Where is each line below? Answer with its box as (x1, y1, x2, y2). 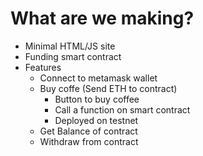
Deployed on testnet (54, 114, 139, 126)
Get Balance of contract (39, 125, 138, 137)
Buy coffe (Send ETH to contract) (39, 82, 178, 94)
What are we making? (10, 7, 195, 30)
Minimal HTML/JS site (24, 40, 116, 52)
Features (24, 61, 62, 73)
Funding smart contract (24, 50, 122, 62)
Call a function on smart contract (54, 103, 191, 116)
